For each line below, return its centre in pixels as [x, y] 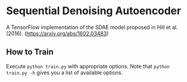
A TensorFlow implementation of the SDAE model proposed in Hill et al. [92, 27]
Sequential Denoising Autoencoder [93, 11]
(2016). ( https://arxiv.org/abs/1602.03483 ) [57, 33]
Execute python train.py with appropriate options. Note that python [88, 66]
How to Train [30, 52]
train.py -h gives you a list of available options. [65, 73]
